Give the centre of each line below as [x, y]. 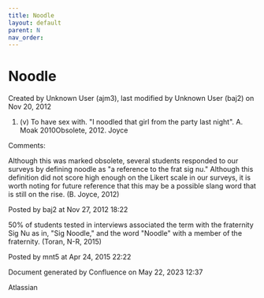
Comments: [27, 146]
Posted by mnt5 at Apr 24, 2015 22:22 [70, 257]
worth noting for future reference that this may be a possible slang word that [132, 186]
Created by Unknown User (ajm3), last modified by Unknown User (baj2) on [131, 99]
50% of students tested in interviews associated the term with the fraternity [131, 225]
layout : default [35, 23]
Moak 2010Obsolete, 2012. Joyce [74, 130]
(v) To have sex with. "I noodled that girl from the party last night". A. [131, 122]
